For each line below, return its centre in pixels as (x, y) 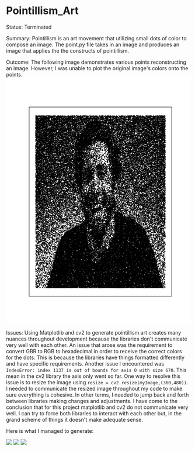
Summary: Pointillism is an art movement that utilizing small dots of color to (96, 38)
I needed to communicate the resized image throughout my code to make (94, 388)
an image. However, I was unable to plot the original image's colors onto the (97, 68)
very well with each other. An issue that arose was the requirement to (89, 345)
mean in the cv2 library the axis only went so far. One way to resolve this (93, 376)
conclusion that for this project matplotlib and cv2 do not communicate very (97, 407)
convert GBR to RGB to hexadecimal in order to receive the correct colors (94, 351)
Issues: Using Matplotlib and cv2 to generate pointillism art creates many (94, 332)
